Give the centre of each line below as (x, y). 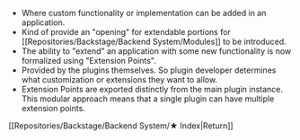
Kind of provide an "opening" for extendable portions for (126, 32)
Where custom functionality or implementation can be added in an (144, 13)
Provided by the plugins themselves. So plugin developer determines (149, 70)
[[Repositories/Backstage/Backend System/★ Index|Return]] (121, 126)
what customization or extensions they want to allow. (119, 79)
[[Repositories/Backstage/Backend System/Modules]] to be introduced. (154, 41)
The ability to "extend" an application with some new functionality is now (156, 51)
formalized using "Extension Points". (88, 61)
